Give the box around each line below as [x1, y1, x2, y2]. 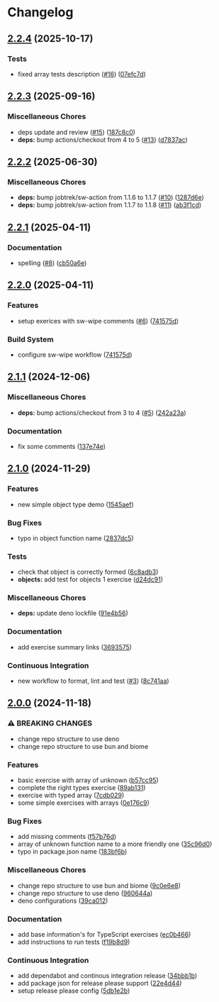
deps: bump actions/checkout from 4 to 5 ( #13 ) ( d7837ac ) [17, 135, 188, 144]
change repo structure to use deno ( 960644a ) [17, 889, 153, 897]
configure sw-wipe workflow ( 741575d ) [17, 350, 133, 359]
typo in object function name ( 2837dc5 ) [17, 533, 135, 542]
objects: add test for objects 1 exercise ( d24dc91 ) [17, 575, 164, 584]
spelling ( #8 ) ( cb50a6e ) [17, 258, 87, 267]
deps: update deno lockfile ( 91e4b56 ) [17, 609, 129, 618]
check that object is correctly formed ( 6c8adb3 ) [17, 568, 159, 577]
